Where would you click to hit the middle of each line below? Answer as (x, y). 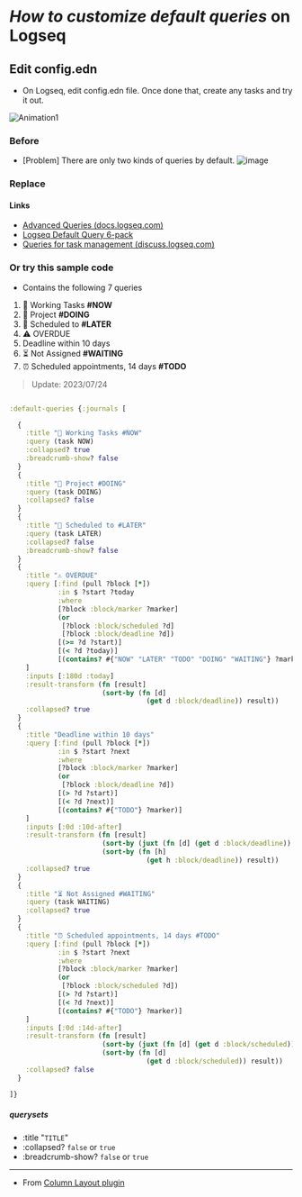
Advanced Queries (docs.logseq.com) (93, 225)
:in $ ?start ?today (96, 593)
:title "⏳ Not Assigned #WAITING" (90, 893)
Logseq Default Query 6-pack (78, 235)
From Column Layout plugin (73, 1183)
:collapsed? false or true (69, 1147)
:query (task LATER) (64, 533)
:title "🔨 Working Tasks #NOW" (84, 433)
